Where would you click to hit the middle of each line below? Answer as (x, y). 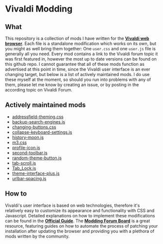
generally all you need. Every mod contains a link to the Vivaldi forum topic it (81, 54)
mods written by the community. (37, 236)
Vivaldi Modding (39, 9)
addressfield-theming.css (38, 117)
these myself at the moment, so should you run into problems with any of (78, 79)
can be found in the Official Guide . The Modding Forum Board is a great (78, 221)
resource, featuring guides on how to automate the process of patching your (81, 226)
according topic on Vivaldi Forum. (39, 90)
